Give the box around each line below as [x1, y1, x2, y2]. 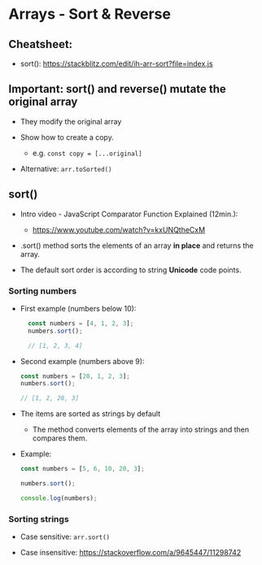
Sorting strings [8, 513, 69, 524]
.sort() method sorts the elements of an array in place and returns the [20, 241, 254, 250]
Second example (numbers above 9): [20, 356, 145, 366]
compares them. [32, 433, 88, 443]
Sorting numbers [8, 285, 77, 297]
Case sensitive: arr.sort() [20, 532, 111, 541]
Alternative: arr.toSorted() [20, 163, 112, 173]
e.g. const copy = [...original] [32, 148, 142, 158]
